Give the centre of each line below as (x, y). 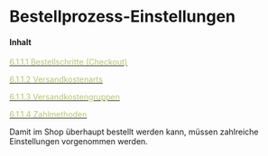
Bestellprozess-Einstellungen (123, 17)
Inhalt (20, 41)
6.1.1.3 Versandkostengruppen (65, 97)
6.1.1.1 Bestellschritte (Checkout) (69, 62)
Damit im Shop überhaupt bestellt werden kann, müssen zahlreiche (134, 132)
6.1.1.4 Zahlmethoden (48, 115)
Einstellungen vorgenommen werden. (79, 142)
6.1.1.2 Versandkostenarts (56, 79)
